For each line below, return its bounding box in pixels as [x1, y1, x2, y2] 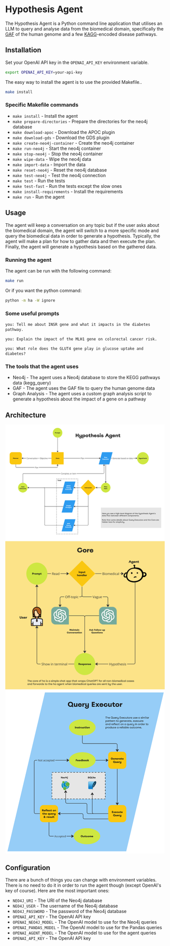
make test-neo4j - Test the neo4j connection [12, 172, 106, 178]
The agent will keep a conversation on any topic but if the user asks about [5, 222, 159, 228]
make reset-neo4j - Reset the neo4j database [12, 166, 107, 173]
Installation [5, 46, 41, 54]
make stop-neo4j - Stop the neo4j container [12, 151, 103, 157]
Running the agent [5, 256, 52, 263]
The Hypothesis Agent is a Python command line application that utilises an [5, 20, 163, 26]
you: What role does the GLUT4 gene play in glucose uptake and [5, 346, 144, 351]
